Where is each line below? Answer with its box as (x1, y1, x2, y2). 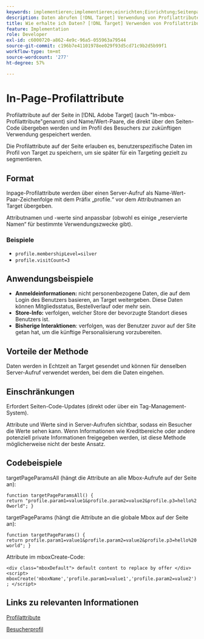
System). (6, 409, 29, 416)
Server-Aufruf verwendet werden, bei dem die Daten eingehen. (6, 369, 165, 376)
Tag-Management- (139, 402, 187, 410)
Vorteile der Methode (6, 346, 89, 357)
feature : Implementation (6, 26, 69, 32)
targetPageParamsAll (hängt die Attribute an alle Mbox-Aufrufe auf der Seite (6, 474, 197, 481)
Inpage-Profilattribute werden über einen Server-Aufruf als (6, 189, 154, 197)
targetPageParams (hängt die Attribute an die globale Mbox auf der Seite (6, 514, 189, 521)
